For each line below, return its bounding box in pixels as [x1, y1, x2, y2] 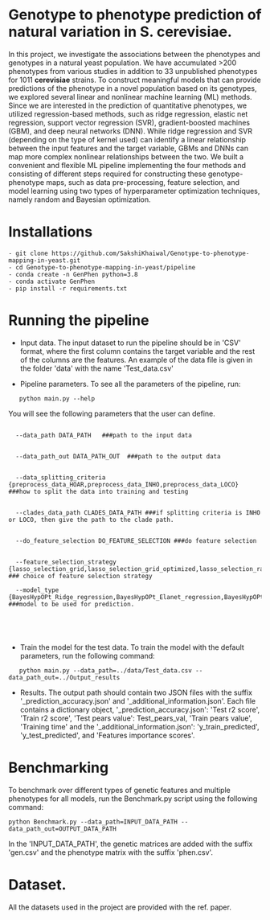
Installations [8, 223, 93, 241]
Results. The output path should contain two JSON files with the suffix [19, 688, 253, 697]
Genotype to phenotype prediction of [8, 6, 262, 24]
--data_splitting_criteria [15, 473, 106, 482]
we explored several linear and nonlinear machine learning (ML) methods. [8, 92, 252, 101]
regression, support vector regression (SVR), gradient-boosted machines [8, 117, 251, 127]
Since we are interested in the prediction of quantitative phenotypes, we [8, 101, 247, 110]
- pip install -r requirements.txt [8, 284, 128, 293]
